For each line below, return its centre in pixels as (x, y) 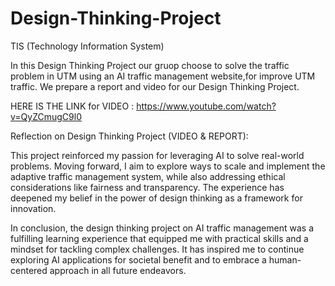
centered (29, 270)
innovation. (33, 208)
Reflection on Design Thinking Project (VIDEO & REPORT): (129, 136)
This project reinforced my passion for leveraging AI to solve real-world (157, 155)
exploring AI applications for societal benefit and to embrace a (138, 259)
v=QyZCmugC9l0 (46, 116)
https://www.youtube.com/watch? (206, 106)
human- (285, 259)
